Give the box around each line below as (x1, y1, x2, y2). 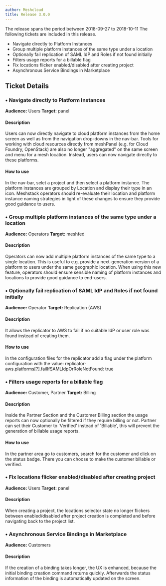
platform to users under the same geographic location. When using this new (5, 264, 162, 270)
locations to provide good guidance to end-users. (5, 275, 107, 281)
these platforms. (5, 157, 39, 163)
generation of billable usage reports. (5, 428, 80, 434)
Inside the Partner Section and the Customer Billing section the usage (5, 412, 148, 418)
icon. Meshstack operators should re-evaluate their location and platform (5, 190, 156, 196)
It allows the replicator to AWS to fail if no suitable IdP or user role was (5, 327, 150, 333)
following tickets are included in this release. (5, 31, 97, 37)
